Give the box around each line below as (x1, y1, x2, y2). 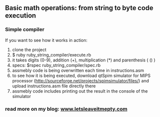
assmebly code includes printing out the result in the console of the (12, 88, 148, 94)
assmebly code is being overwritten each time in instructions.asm (12, 67, 144, 73)
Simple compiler (5, 26, 45, 33)
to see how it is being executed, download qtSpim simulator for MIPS (12, 73, 151, 78)
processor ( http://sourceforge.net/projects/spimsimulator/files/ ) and (12, 78, 149, 83)
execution (5, 12, 37, 20)
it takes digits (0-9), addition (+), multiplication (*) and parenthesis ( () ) (12, 57, 156, 63)
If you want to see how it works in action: (5, 37, 88, 43)
